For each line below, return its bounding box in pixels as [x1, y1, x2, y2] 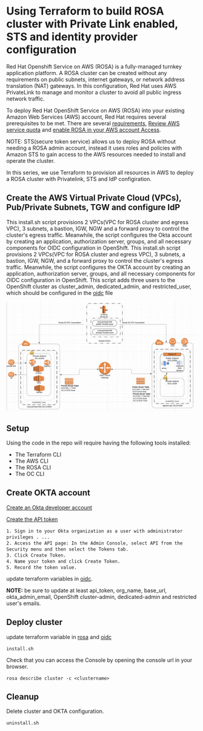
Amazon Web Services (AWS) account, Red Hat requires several [6, 113, 167, 121]
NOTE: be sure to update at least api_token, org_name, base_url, [6, 586, 167, 594]
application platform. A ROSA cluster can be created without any [6, 69, 167, 76]
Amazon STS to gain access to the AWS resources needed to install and [6, 150, 186, 158]
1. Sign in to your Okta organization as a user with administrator [6, 528, 183, 534]
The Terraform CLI [15, 451, 62, 458]
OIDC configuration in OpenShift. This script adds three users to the [6, 276, 176, 283]
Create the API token [6, 515, 58, 523]
